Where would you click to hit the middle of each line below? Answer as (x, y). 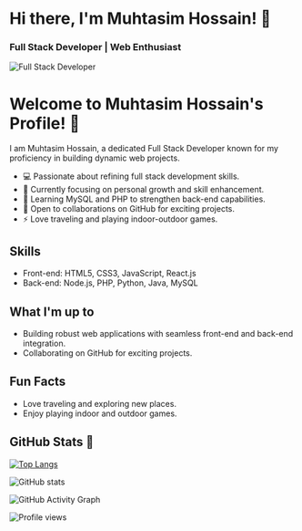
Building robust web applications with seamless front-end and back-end (158, 334)
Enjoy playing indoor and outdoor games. (100, 413)
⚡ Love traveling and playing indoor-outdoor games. (120, 219)
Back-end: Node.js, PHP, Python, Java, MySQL (110, 283)
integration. (44, 344)
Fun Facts (38, 382)
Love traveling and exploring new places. (100, 403)
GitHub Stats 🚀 (51, 442)
